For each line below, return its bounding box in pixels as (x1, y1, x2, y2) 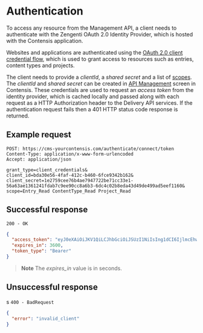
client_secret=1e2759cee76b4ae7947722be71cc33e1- (6, 177, 134, 183)
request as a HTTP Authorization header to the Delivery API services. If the (6, 99, 193, 107)
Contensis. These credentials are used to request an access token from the (6, 86, 194, 93)
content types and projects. (6, 62, 75, 69)
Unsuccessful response (6, 282, 98, 292)
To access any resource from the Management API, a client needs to (6, 24, 177, 31)
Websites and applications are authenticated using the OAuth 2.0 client (6, 48, 183, 56)
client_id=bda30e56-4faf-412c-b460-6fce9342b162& (6, 172, 134, 178)
